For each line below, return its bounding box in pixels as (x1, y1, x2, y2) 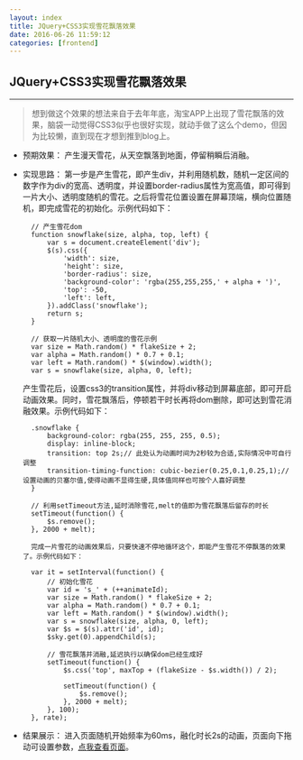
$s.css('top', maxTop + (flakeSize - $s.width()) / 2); (62, 666, 278, 675)
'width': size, (62, 254, 120, 263)
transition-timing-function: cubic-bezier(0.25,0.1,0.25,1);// (46, 466, 290, 476)
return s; (46, 309, 84, 318)
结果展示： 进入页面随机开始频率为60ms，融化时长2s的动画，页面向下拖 (22, 730, 292, 741)
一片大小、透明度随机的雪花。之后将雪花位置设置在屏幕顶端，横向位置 (22, 191, 284, 203)
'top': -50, (62, 286, 108, 295)
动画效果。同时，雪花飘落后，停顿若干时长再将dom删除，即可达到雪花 (22, 394, 285, 406)
